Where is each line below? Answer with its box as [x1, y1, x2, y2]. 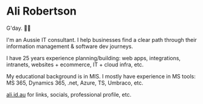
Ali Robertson [6, 4, 77, 18]
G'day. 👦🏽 [6, 24, 32, 32]
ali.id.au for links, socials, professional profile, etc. [6, 91, 132, 98]
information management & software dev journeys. [6, 43, 134, 50]
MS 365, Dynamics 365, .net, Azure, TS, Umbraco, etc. [6, 79, 144, 86]
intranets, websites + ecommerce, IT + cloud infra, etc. [6, 61, 144, 68]
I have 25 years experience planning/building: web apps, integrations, [6, 54, 181, 61]
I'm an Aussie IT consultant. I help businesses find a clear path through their [6, 36, 198, 43]
